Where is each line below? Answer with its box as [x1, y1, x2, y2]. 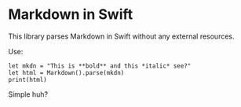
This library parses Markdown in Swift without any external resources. [8, 31, 235, 41]
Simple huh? [8, 89, 49, 99]
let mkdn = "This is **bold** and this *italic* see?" [8, 61, 192, 70]
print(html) [8, 76, 47, 83]
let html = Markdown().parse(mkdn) [8, 68, 125, 76]
